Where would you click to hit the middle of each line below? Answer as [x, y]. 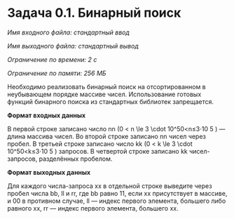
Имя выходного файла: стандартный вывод [73, 46]
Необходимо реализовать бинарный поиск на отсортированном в [107, 86]
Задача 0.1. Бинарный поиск [94, 13]
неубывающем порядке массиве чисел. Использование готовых [104, 94]
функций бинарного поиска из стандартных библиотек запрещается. [111, 101]
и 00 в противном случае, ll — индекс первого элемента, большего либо [117, 201]
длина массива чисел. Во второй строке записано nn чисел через [107, 136]
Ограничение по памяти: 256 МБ [57, 73]
